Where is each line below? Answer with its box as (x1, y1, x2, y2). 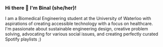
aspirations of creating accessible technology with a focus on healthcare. (5, 21, 153, 26)
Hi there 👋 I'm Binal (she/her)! (5, 4, 77, 11)
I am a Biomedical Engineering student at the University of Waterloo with (5, 16, 152, 22)
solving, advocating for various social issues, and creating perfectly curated (5, 31, 158, 37)
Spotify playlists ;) (5, 36, 42, 42)
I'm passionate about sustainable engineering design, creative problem (5, 26, 148, 32)
